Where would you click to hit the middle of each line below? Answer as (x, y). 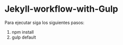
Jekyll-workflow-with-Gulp (61, 9)
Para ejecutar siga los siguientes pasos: (45, 22)
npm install (23, 32)
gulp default (24, 37)
